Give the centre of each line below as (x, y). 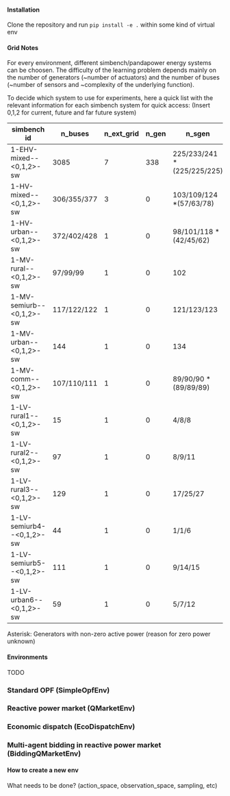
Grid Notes (23, 47)
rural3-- (25, 490)
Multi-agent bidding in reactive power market (84, 745)
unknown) (21, 641)
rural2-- (25, 453)
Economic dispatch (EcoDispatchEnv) (71, 727)
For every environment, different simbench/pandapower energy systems (110, 63)
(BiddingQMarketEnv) (44, 754)
